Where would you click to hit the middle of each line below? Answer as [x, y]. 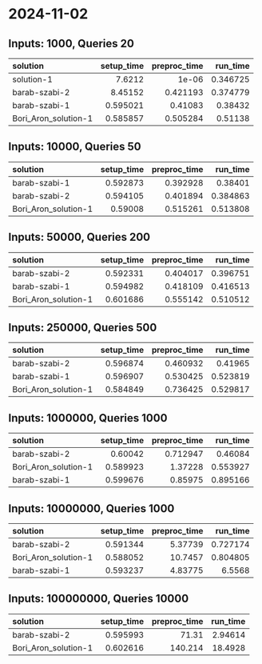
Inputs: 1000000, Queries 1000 [88, 418]
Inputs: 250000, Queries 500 [83, 328]
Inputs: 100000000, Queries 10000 [99, 599]
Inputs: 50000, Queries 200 [79, 237]
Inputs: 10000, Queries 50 [75, 147]
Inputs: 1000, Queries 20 [71, 44]
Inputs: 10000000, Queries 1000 [91, 508]
